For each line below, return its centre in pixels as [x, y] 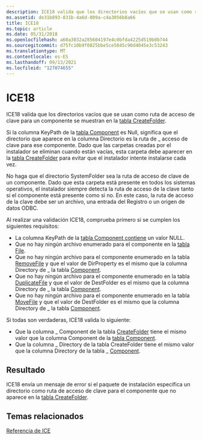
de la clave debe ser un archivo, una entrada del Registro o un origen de [96, 202]
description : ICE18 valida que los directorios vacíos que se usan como [99, 12]
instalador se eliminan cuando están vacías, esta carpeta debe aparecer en [99, 152]
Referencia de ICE [29, 430]
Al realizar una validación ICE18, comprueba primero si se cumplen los [93, 220]
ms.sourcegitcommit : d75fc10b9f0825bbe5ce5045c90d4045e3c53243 [87, 46]
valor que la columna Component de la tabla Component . [86, 338]
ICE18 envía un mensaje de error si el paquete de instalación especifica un [98, 385]
